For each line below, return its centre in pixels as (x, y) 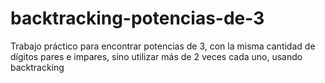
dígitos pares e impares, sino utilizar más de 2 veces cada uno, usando (156, 56)
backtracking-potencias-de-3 (137, 18)
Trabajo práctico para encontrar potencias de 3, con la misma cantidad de (163, 46)
